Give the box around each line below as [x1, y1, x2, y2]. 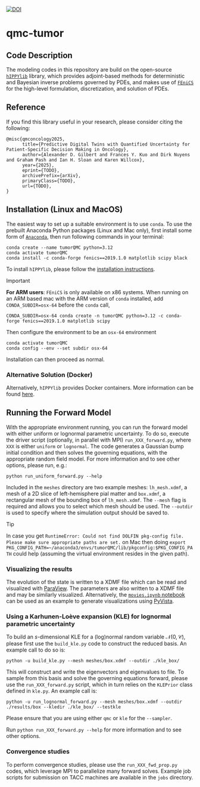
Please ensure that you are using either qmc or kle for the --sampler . [6, 715, 173, 722]
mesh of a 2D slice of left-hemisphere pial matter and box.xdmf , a [6, 490, 165, 497]
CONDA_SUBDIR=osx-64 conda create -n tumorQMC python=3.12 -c [6, 313, 164, 319]
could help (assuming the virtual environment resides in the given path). [12, 550, 189, 557]
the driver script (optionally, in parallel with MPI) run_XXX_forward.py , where [6, 436, 192, 443]
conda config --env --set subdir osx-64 [6, 345, 108, 351]
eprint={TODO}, [21, 167, 60, 173]
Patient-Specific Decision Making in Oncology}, [6, 146, 129, 152]
